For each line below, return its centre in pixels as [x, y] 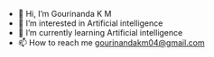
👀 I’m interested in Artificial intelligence [90, 23]
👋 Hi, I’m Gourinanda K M [65, 14]
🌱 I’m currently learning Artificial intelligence [100, 33]
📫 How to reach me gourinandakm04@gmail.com [111, 43]
